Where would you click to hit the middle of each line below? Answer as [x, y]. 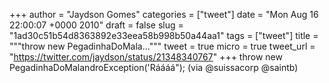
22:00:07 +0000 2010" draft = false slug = [96, 25]
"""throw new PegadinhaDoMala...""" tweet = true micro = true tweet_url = [162, 46]
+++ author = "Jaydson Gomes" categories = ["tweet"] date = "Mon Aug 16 [164, 14]
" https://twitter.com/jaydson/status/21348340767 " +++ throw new [146, 57]
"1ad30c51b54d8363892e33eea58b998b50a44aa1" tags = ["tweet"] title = [164, 35]
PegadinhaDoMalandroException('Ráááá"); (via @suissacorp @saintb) [154, 67]
